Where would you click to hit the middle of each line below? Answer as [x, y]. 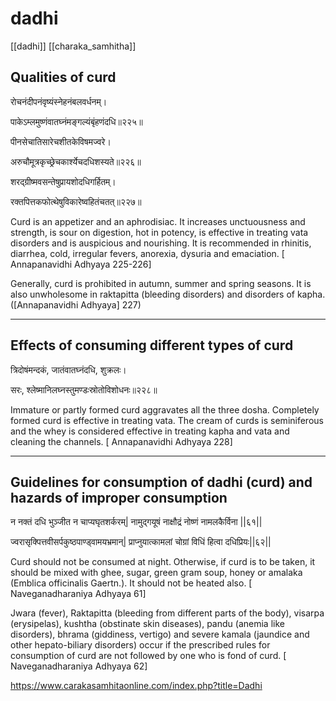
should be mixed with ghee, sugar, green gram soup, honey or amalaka [156, 573]
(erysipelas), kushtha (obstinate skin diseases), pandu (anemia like [147, 624]
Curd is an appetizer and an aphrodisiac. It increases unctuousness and [158, 221]
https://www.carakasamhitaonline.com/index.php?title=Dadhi [136, 686]
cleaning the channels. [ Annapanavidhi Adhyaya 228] [121, 441]
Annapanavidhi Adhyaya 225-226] [81, 264]
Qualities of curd [63, 77]
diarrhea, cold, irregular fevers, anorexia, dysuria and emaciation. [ [147, 253]
